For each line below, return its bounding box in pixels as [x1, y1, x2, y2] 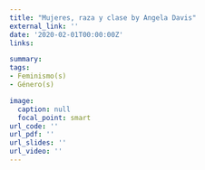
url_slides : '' [9, 138, 67, 147]
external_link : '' [9, 22, 79, 31]
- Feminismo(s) [9, 71, 67, 81]
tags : [9, 63, 30, 72]
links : [9, 38, 34, 48]
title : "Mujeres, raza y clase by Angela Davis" [9, 13, 197, 23]
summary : [9, 55, 43, 64]
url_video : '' [9, 146, 63, 156]
